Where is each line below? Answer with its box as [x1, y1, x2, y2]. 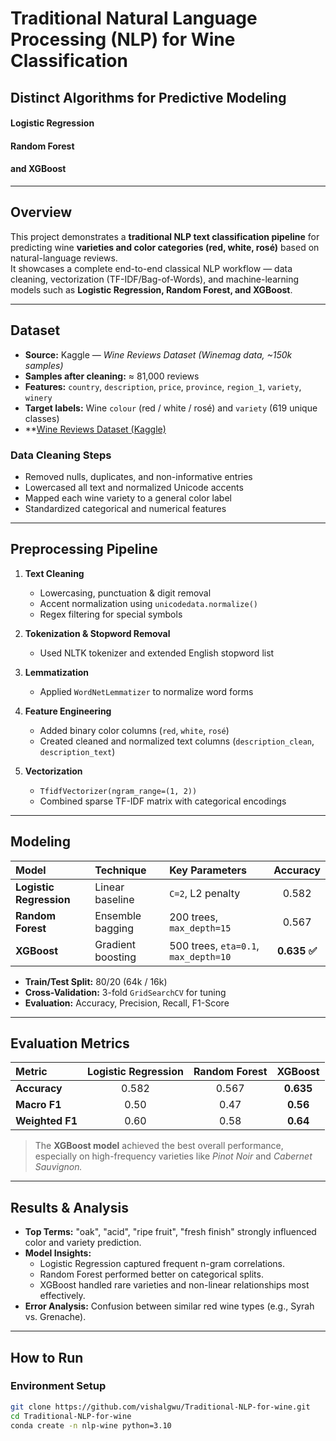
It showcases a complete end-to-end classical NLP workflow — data [10, 262, 293, 274]
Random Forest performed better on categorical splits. [39, 1268, 264, 1281]
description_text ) [39, 745, 116, 757]
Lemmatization [24, 666, 90, 678]
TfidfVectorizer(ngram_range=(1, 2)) [39, 786, 198, 796]
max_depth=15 [169, 922, 232, 934]
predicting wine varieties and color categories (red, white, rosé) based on [10, 241, 320, 253]
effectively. [39, 1290, 86, 1302]
